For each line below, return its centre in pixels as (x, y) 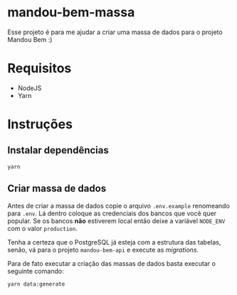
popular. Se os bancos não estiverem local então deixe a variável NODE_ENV (116, 220)
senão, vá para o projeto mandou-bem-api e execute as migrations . (103, 250)
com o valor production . (43, 228)
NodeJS (30, 88)
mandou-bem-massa (71, 12)
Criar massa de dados (57, 189)
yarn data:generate (36, 284)
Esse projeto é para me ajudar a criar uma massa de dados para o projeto (115, 32)
